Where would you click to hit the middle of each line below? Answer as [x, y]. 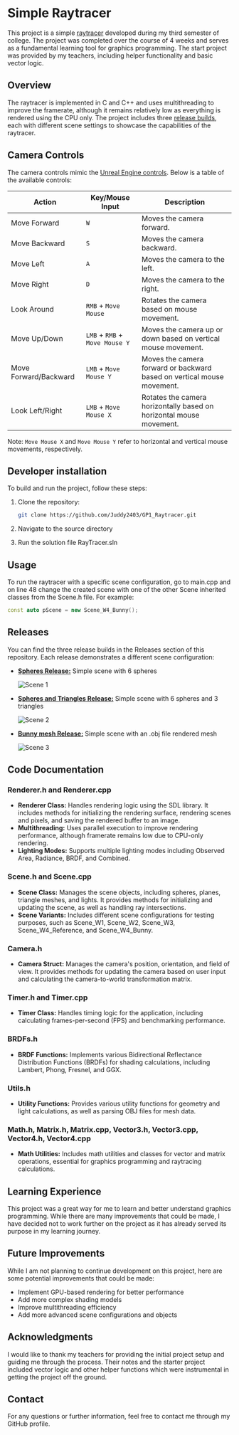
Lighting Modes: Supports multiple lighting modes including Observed [121, 851]
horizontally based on [177, 406]
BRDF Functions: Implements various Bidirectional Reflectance [110, 1054]
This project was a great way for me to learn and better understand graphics [119, 1209]
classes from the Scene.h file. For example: [71, 597]
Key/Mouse [110, 197]
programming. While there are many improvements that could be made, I [114, 1216]
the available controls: [40, 180]
